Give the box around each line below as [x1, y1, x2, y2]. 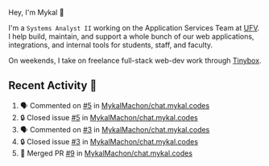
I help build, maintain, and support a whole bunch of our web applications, [8, 32, 255, 41]
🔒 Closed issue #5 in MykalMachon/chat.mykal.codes [19, 112, 199, 122]
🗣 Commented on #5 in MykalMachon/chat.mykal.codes [19, 100, 210, 110]
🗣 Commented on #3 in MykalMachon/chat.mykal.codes [19, 124, 210, 134]
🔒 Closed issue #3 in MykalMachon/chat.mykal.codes [19, 136, 199, 146]
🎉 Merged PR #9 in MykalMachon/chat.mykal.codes [19, 148, 193, 158]
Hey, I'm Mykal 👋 [8, 8, 64, 17]
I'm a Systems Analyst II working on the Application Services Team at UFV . [8, 23, 260, 32]
